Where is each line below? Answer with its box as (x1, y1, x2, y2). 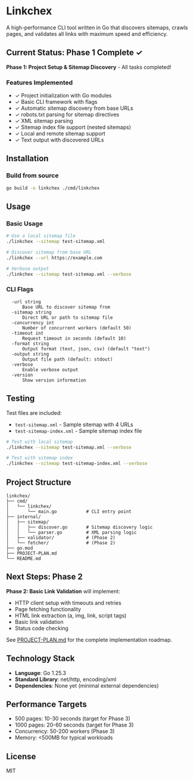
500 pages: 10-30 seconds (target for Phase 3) (14, 715, 131, 722)
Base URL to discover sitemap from (21, 304, 111, 310)
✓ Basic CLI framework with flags (14, 98, 98, 106)
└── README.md (6, 555, 42, 562)
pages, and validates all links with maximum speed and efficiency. (6, 30, 168, 37)
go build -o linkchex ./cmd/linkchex (6, 185, 100, 191)
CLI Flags (6, 285, 34, 294)
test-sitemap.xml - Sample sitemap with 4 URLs (14, 421, 134, 428)
